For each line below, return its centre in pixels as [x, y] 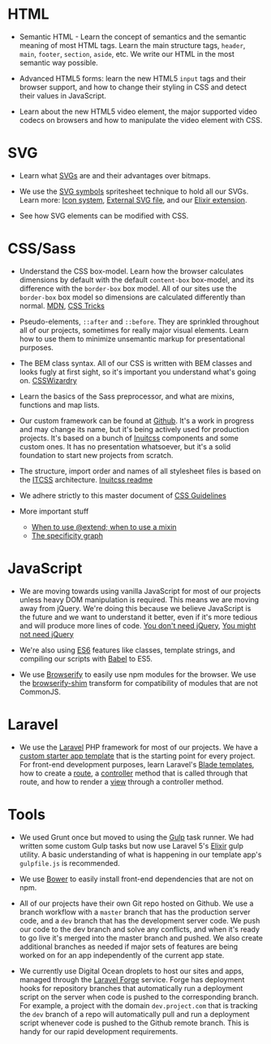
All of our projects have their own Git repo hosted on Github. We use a [136, 903]
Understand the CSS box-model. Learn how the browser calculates [131, 271]
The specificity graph [67, 535]
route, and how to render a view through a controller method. [121, 781]
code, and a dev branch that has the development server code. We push [140, 920]
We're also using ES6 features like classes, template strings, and [127, 650]
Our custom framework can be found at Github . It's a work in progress [137, 421]
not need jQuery [46, 634]
